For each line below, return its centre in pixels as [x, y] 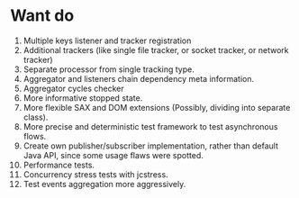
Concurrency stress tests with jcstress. [96, 174]
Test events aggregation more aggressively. [104, 184]
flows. [35, 136]
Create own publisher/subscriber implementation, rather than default [150, 146]
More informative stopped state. [83, 98]
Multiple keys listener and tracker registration [107, 40]
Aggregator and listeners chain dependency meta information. [139, 78]
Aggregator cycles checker [73, 88]
